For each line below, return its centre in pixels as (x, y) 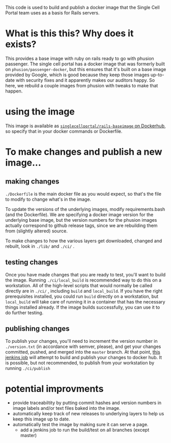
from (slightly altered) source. (36, 231)
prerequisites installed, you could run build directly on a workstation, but (82, 296)
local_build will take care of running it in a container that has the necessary (85, 301)
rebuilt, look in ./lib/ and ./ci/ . (40, 246)
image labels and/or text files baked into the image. (67, 408)
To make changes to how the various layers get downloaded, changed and (84, 241)
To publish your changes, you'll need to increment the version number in (82, 341)
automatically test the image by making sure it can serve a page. (81, 425)
